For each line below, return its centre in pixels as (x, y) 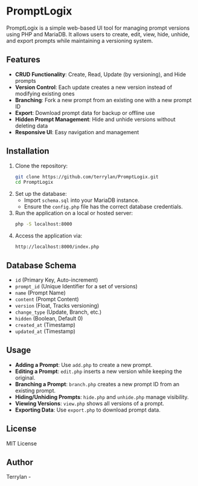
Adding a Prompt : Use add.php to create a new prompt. (84, 364)
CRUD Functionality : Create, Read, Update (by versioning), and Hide (100, 74)
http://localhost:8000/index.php (57, 247)
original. (25, 377)
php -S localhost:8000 (43, 224)
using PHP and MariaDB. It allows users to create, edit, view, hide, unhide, (98, 34)
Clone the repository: (41, 166)
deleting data (31, 126)
